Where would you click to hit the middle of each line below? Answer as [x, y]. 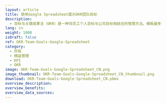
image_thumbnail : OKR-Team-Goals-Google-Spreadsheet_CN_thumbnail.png [80, 74]
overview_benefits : [25, 88]
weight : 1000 [19, 33]
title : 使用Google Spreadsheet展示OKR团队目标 [51, 14]
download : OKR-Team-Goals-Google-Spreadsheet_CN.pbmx [62, 79]
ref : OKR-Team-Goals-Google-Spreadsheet [48, 42]
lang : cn [14, 28]
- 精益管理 [19, 56]
